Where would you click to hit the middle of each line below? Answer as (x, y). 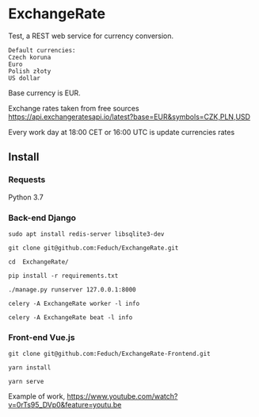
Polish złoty (30, 71)
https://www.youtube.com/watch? (122, 396)
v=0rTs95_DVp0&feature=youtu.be (65, 405)
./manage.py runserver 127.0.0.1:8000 (72, 290)
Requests (27, 180)
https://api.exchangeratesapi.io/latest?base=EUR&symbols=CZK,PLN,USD (129, 117)
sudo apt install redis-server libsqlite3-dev (86, 234)
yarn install (30, 368)
